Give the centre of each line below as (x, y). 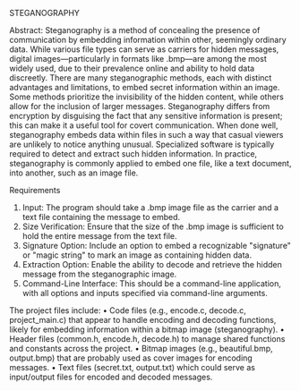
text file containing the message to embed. (101, 217)
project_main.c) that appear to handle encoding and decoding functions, (143, 320)
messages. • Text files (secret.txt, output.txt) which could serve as (132, 367)
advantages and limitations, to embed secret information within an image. (145, 87)
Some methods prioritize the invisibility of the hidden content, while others (146, 97)
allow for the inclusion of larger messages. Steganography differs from (140, 106)
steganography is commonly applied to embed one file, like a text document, (150, 163)
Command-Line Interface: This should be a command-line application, (152, 284)
